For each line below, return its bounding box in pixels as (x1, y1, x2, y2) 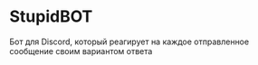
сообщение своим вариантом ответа (9, 45, 153, 56)
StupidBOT (9, 6, 93, 27)
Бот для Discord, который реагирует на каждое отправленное (9, 36, 250, 47)
